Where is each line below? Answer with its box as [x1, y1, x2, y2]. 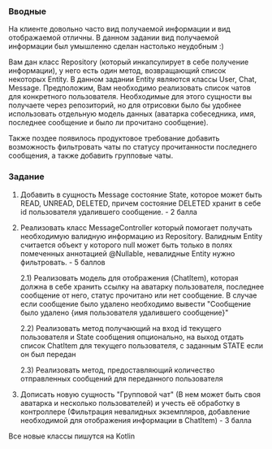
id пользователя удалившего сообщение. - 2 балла [19, 207, 197, 216]
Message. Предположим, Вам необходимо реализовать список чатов [8, 83, 252, 93]
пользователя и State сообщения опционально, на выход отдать [19, 332, 244, 342]
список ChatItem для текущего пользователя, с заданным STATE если [19, 340, 264, 351]
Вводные [8, 6, 47, 17]
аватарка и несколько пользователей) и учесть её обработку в [19, 398, 241, 408]
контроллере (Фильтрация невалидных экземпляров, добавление [19, 407, 250, 416]
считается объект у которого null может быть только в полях [19, 240, 233, 250]
